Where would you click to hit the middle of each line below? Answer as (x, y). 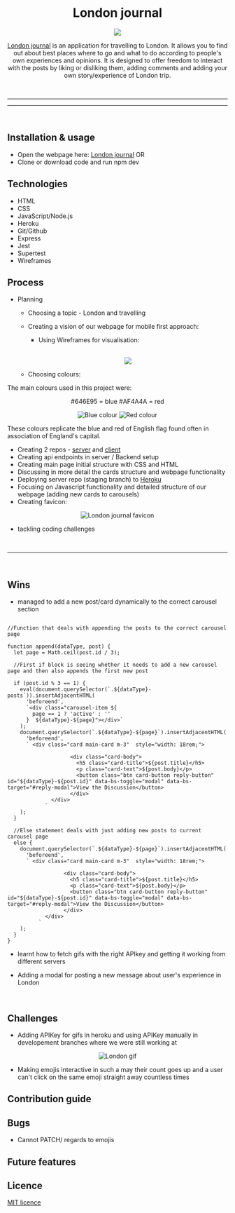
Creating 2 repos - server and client (69, 449)
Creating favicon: (42, 502)
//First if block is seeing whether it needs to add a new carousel (115, 665)
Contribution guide (49, 1099)
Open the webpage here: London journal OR (81, 154)
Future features (42, 1162)
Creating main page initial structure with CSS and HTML (98, 465)
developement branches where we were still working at (97, 1042)
